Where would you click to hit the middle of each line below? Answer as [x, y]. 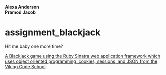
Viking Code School [25, 66]
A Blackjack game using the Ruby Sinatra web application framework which [83, 56]
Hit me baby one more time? [34, 46]
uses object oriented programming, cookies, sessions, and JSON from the [81, 61]
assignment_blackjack [53, 33]
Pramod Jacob [21, 12]
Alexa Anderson [22, 7]
